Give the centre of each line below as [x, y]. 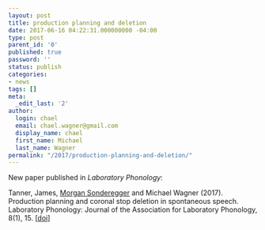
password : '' [30, 60]
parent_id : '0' [33, 45]
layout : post [30, 15]
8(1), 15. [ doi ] [29, 218]
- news [19, 81]
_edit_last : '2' [42, 104]
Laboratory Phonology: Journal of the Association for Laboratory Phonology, [133, 209]
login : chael [37, 119]
